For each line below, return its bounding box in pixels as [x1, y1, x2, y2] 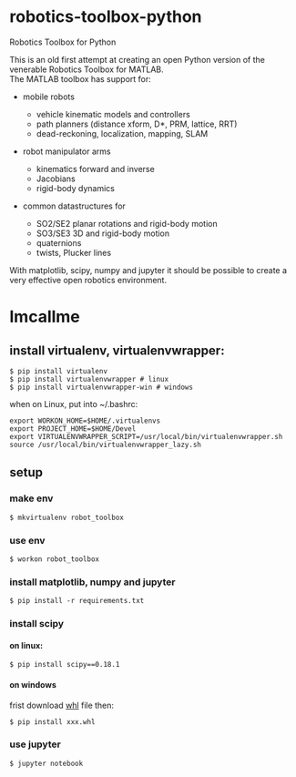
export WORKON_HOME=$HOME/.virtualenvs [9, 416, 161, 425]
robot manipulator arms [22, 146, 111, 157]
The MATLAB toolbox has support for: [9, 73, 152, 84]
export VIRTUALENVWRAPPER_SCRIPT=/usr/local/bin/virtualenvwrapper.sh [9, 432, 283, 441]
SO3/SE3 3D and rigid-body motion [36, 228, 170, 239]
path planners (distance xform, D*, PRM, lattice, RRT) [36, 118, 238, 129]
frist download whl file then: [9, 700, 115, 711]
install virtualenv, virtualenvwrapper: [9, 342, 225, 358]
